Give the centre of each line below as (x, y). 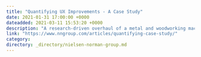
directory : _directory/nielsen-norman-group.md (67, 45)
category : (19, 39)
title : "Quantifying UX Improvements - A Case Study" (75, 12)
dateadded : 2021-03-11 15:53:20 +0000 (54, 23)
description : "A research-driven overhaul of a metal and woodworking (96, 28)
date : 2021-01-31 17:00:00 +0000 (48, 17)
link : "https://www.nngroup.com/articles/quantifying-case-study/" (92, 34)
